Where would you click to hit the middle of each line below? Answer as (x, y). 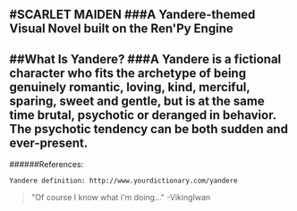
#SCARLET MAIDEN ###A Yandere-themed (132, 15)
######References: (47, 165)
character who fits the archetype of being (128, 73)
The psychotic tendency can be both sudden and (149, 129)
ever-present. (49, 143)
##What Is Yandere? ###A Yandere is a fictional (145, 59)
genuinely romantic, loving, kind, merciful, (130, 87)
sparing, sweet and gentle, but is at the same (137, 101)
